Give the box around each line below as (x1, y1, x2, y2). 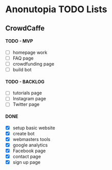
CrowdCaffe (5, 24, 45, 33)
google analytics (12, 141, 48, 148)
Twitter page (12, 101, 40, 107)
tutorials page (12, 90, 42, 96)
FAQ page (12, 55, 34, 61)
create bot (12, 130, 35, 136)
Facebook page (12, 148, 46, 154)
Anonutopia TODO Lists (5, 4, 107, 15)
